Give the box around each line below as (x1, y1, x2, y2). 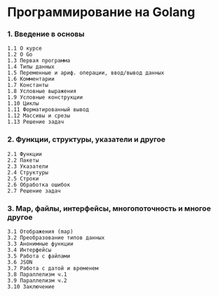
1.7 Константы (7, 82, 49, 89)
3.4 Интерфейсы (7, 246, 52, 254)
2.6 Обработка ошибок (7, 181, 71, 188)
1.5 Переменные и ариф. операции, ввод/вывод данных (7, 69, 165, 77)
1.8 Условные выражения (7, 88, 77, 95)
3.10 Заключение (7, 283, 55, 290)
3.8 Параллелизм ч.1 (7, 271, 68, 279)
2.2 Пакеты (7, 157, 39, 164)
